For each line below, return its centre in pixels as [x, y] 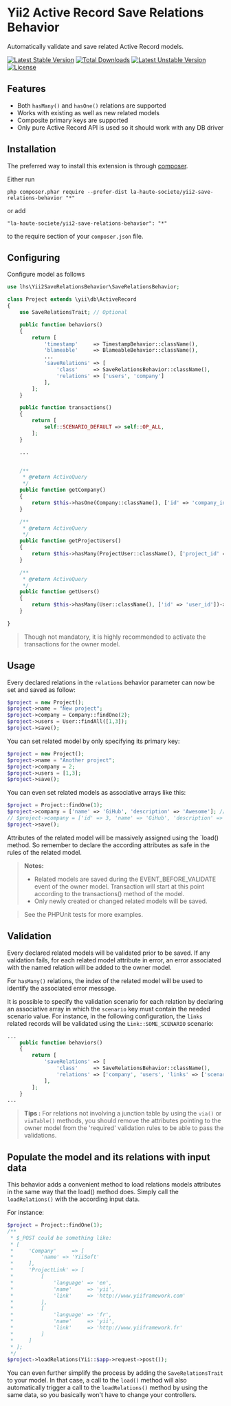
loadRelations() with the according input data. [73, 1199]
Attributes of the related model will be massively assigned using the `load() [113, 838]
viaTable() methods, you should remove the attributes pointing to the [122, 1121]
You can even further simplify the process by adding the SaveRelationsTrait [115, 1373]
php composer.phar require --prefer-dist [67, 192]
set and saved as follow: [41, 690]
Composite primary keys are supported [73, 120]
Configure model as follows [46, 275]
